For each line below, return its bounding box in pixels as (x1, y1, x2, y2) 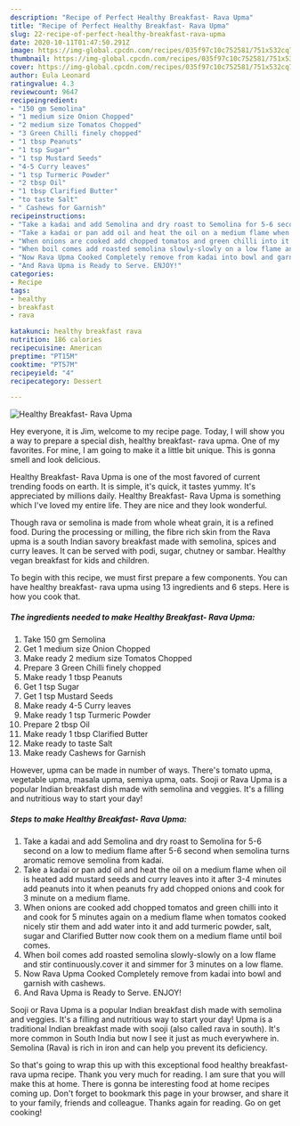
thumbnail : (10, 54, 51, 63)
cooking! (10, 1107, 43, 1118)
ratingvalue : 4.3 (10, 79, 75, 88)
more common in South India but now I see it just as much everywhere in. (10, 1033, 280, 1044)
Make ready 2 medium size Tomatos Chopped (22, 653, 192, 664)
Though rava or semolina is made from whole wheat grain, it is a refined (10, 517, 274, 528)
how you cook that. (10, 591, 81, 602)
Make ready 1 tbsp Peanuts (22, 672, 123, 683)
